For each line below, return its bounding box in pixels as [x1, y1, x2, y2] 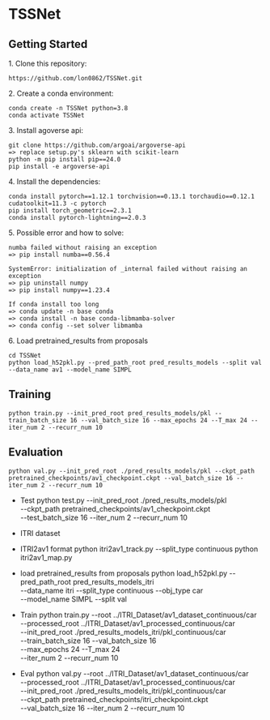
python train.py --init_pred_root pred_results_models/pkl [8, 409, 212, 418]
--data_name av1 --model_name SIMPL [8, 366, 132, 374]
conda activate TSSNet [8, 111, 85, 119]
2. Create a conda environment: [8, 88, 114, 98]
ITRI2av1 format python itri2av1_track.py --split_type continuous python [19, 544, 259, 554]
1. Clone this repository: [8, 58, 87, 68]
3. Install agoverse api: [8, 126, 83, 135]
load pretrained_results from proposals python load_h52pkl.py [19, 568, 228, 578]
